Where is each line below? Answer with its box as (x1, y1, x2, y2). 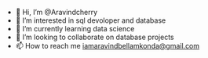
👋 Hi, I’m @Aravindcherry (15, 8, 98, 16)
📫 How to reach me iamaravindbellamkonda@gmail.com (15, 42, 200, 50)
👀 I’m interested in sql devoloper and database (15, 16, 166, 25)
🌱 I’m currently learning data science (15, 24, 135, 33)
